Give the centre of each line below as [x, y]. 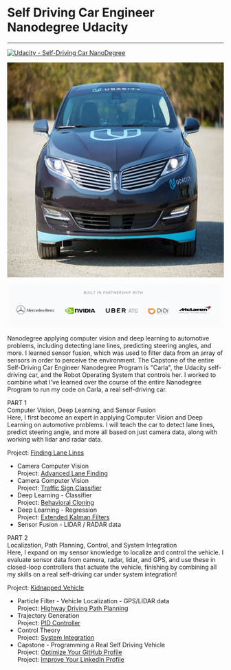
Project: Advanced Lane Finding [63, 473]
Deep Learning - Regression [57, 510]
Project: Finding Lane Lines [46, 453]
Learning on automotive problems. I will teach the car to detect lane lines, [111, 424]
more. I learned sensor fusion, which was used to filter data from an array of [115, 353]
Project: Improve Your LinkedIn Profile [71, 659]
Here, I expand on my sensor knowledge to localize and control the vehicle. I [115, 552]
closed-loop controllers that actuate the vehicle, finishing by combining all [112, 567]
